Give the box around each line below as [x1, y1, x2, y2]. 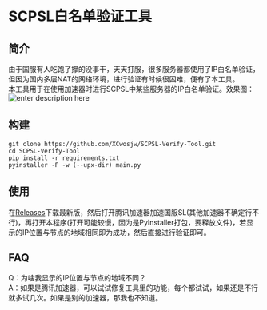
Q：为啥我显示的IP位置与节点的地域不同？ [8, 273, 146, 283]
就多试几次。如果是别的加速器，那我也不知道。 [8, 293, 162, 303]
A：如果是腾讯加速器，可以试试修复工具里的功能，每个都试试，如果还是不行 [8, 283, 258, 292]
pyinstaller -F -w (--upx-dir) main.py [8, 161, 141, 169]
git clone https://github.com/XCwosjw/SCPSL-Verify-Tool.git [8, 140, 217, 148]
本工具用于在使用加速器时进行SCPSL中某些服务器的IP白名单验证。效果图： [8, 85, 254, 93]
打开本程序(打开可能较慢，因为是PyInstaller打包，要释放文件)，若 [31, 217, 247, 227]
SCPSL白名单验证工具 [8, 7, 153, 26]
